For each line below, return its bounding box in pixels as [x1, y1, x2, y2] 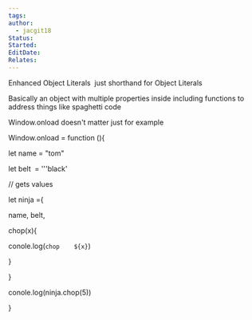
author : [8, 19, 34, 27]
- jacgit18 [15, 26, 52, 34]
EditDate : [8, 49, 41, 57]
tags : [8, 11, 26, 20]
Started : [8, 41, 37, 49]
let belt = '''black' [8, 164, 68, 173]
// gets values [8, 179, 53, 188]
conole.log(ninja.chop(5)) [8, 287, 92, 297]
